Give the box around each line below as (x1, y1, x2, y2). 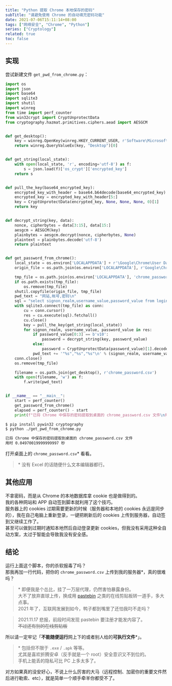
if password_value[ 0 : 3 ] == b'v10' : (32, 332, 109, 337)
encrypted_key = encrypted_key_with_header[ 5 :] (14, 195, 118, 200)
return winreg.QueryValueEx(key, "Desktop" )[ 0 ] (14, 143, 118, 148)
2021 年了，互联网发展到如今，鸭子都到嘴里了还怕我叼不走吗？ (17, 605, 151, 611)
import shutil (5, 101, 36, 106)
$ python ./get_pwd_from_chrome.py (5, 427, 81, 432)
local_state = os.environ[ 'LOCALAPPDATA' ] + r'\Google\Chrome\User (14, 260, 161, 266)
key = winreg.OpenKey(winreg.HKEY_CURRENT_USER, (14, 138, 120, 144)
